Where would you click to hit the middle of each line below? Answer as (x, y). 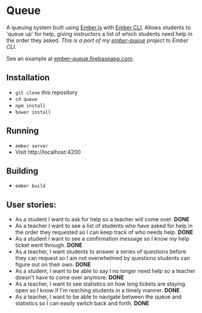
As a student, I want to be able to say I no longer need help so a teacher (105, 271)
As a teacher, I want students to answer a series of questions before (101, 252)
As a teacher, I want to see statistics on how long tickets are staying (100, 284)
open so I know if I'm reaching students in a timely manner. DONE (97, 291)
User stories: (31, 205)
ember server (32, 146)
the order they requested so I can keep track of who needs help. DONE (104, 232)
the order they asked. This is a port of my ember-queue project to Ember (97, 40)
